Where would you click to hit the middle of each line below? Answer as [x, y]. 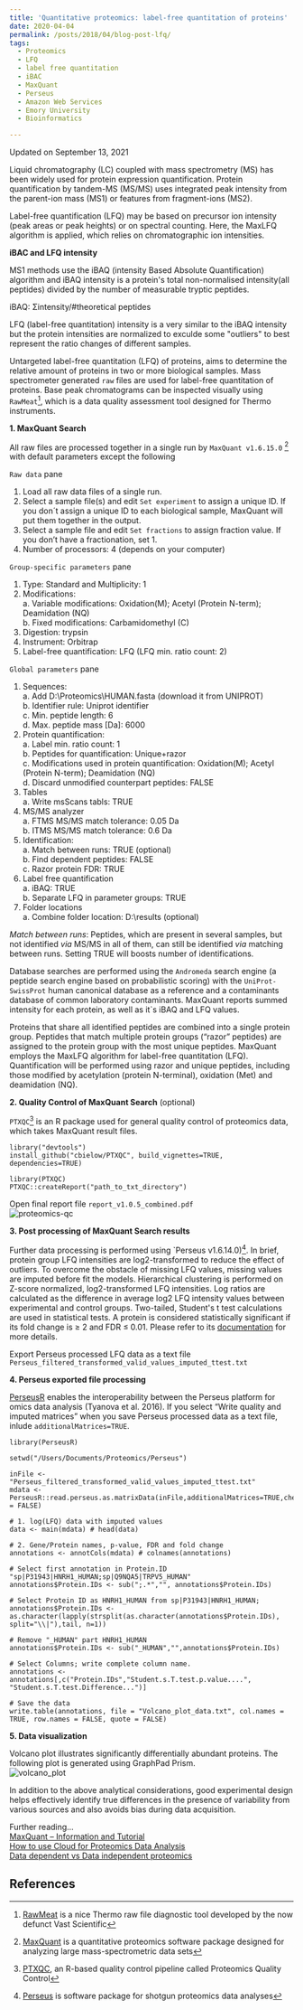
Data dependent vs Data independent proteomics [101, 1855]
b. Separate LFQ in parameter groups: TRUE [104, 898]
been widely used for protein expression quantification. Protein [126, 179]
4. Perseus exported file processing [78, 1379]
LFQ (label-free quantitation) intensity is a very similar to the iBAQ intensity [148, 324]
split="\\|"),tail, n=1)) [58, 1624]
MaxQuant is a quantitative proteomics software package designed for [153, 1941]
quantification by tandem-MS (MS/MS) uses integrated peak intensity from [148, 189]
